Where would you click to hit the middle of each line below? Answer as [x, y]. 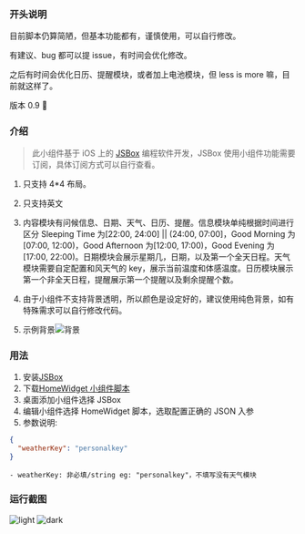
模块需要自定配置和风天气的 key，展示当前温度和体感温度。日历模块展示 [158, 268]
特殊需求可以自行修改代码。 [75, 310]
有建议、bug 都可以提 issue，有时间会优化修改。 [101, 56]
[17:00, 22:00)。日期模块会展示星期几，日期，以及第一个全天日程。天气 [157, 256]
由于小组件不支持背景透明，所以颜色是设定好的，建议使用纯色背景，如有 [158, 299]
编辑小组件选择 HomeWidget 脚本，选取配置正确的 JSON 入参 [138, 411]
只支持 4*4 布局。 [56, 183]
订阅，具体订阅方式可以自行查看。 [96, 164]
